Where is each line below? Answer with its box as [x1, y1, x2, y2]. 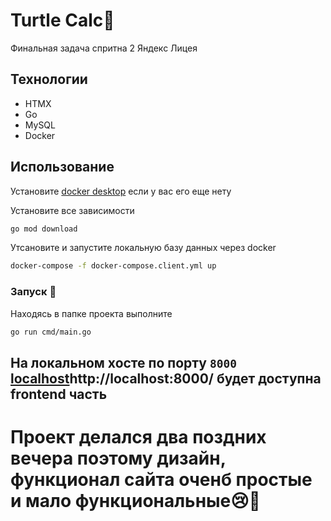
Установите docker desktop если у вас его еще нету [10, 185, 232, 197]
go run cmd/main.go [10, 327, 92, 337]
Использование [10, 159, 115, 176]
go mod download [10, 224, 78, 234]
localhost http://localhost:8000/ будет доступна [10, 370, 322, 387]
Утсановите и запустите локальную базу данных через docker [10, 242, 277, 254]
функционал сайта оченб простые [10, 469, 313, 491]
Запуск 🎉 [10, 285, 57, 299]
